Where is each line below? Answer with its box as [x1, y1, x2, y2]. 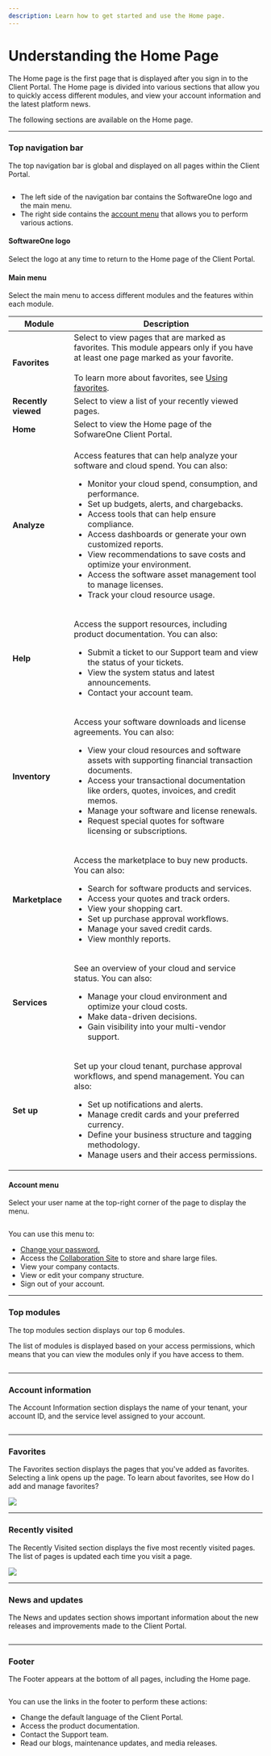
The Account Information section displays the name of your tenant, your [8, 1402, 248, 1413]
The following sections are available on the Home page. [8, 115, 194, 124]
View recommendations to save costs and [87, 549, 246, 560]
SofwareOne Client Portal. [73, 429, 173, 440]
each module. [8, 300, 54, 309]
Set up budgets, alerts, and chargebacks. [87, 498, 244, 509]
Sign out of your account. [19, 1279, 105, 1289]
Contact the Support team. [19, 1729, 109, 1740]
